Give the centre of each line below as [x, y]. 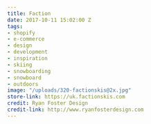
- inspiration [28, 59]
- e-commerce [26, 39]
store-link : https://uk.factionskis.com [66, 97]
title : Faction [29, 13]
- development [28, 52]
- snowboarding [29, 71]
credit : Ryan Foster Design [48, 103]
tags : [15, 26]
